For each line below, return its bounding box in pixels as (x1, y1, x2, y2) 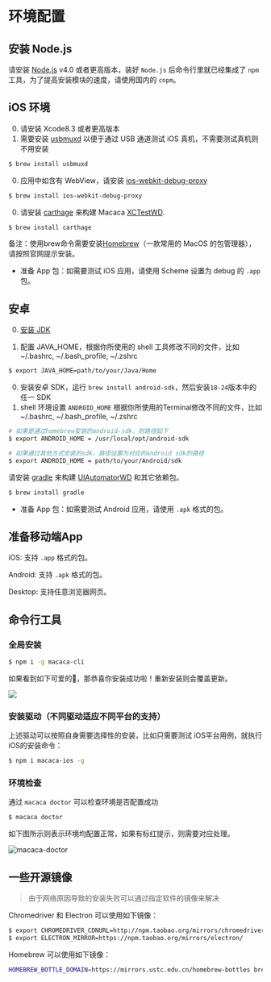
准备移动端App (8, 530, 83, 543)
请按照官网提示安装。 (8, 249, 79, 259)
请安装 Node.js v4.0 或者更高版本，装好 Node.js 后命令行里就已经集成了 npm (8, 65, 260, 74)
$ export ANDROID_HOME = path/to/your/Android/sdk (8, 456, 182, 464)
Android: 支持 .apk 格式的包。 (8, 570, 107, 580)
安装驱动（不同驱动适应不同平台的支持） (8, 710, 165, 722)
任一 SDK (19, 393, 52, 402)
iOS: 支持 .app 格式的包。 (8, 553, 93, 563)
